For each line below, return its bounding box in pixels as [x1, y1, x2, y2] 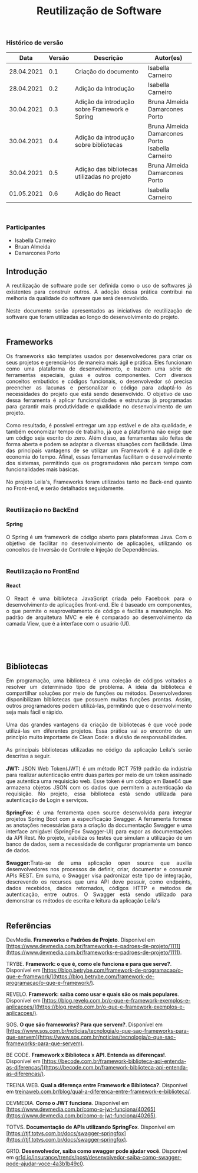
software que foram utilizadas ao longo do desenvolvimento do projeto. [6, 314, 180, 321]
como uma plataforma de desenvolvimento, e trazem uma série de [6, 365, 192, 372]
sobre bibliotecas [74, 141, 123, 149]
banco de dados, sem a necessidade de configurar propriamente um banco [6, 840, 192, 847]
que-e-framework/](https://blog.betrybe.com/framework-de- [6, 973, 155, 980]
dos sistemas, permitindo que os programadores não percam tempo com [6, 460, 192, 467]
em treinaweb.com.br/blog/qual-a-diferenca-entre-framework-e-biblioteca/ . [6, 1088, 192, 1095]
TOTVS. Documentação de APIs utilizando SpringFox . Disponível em [6, 1123, 176, 1131]
